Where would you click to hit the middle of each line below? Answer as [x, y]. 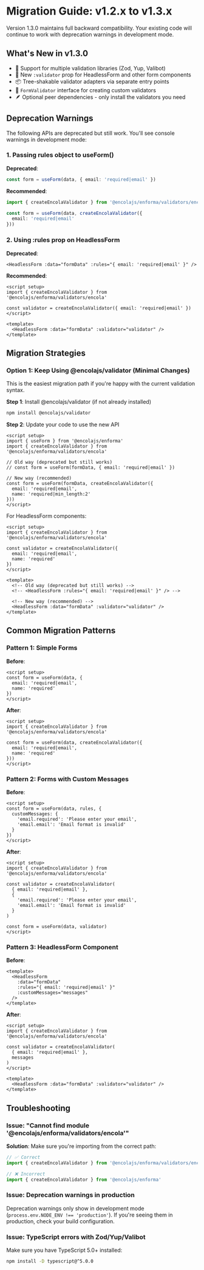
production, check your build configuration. [61, 1221]
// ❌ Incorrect [26, 1174]
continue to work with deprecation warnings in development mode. [90, 34]
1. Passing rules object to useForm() [60, 155]
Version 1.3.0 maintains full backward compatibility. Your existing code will [99, 28]
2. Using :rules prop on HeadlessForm [63, 240]
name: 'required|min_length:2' [51, 494]
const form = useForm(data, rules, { [54, 809]
